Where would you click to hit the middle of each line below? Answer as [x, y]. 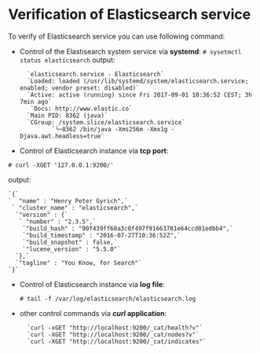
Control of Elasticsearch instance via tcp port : [94, 150]
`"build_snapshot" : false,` [70, 242]
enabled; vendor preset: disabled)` [79, 88]
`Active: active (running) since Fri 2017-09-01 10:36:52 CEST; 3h [140, 95]
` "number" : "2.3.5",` [57, 222]
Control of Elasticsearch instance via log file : [92, 284]
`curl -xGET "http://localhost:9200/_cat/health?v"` [115, 328]
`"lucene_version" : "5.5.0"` [72, 249]
